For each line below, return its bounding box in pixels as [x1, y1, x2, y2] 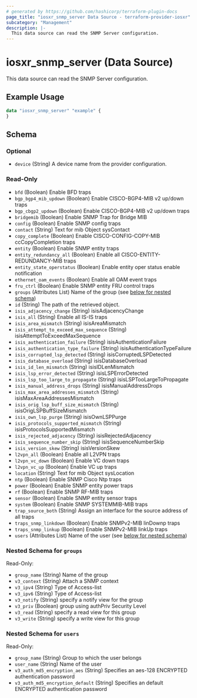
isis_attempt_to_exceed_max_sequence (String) [14, 325, 127, 333]
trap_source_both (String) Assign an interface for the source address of [14, 506, 188, 514]
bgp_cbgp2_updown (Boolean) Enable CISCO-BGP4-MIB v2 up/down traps [14, 207, 190, 214]
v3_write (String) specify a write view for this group [14, 615, 140, 622]
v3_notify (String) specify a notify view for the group [14, 596, 143, 603]
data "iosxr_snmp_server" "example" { [6, 108, 101, 113]
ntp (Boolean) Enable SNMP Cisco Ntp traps [14, 475, 122, 482]
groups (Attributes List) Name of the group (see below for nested [14, 288, 172, 296]
